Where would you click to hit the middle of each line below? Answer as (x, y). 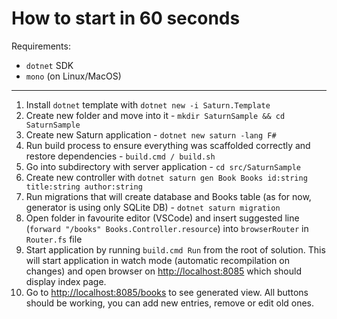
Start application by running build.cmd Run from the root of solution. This (175, 249)
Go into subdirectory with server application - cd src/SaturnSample (163, 166)
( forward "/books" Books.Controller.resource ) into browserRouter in (167, 228)
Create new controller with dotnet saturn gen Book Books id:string (166, 177)
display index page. (66, 281)
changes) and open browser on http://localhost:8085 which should (163, 271)
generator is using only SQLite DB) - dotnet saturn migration (153, 207)
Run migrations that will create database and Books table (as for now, (168, 196)
